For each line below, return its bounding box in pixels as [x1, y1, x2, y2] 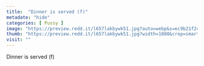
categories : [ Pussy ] [6, 20, 64, 26]
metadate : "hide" [6, 14, 50, 20]
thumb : [6, 31, 23, 37]
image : [6, 25, 23, 32]
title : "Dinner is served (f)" [6, 8, 88, 15]
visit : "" [6, 37, 32, 43]
